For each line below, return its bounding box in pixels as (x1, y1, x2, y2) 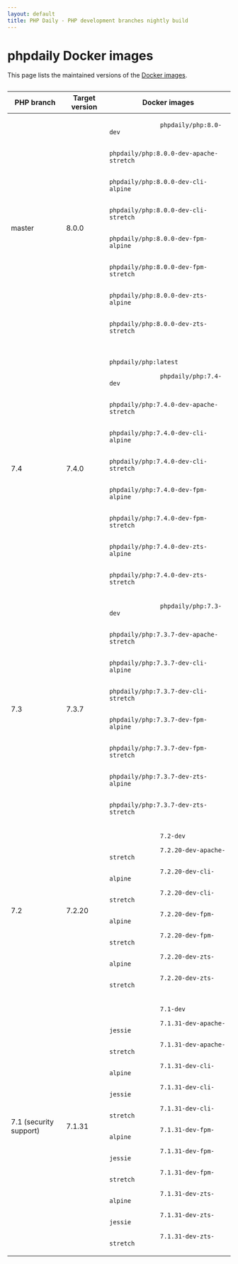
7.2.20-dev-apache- (159, 846, 226, 854)
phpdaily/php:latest (109, 358, 178, 366)
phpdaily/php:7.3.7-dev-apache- (109, 631, 218, 639)
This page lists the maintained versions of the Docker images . (7, 71, 188, 80)
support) (11, 1126, 40, 1136)
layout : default (7, 10, 55, 18)
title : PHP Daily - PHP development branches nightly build (7, 17, 189, 24)
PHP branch (14, 97, 56, 107)
